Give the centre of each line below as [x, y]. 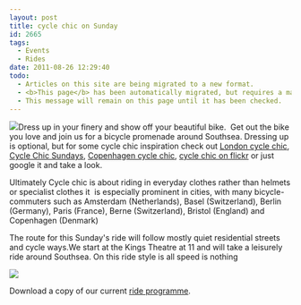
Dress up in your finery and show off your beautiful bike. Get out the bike [154, 127]
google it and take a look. [56, 165]
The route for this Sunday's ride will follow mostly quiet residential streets [145, 238]
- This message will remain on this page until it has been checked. [150, 101]
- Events [34, 51]
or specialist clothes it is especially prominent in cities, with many [131, 192]
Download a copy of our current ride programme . [100, 291]
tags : [19, 42]
